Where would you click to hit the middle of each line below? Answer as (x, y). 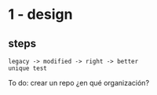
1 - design (40, 15)
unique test (27, 68)
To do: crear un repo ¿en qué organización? (79, 83)
